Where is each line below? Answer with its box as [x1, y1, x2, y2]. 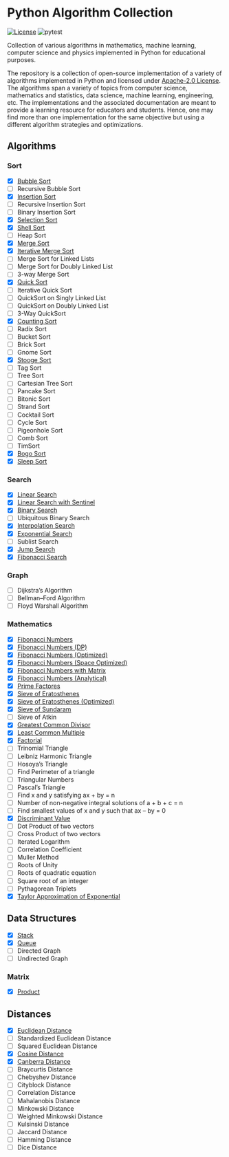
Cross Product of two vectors [17, 830, 101, 838]
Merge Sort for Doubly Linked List [17, 262, 113, 270]
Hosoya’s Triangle [17, 760, 68, 768]
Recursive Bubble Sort [17, 184, 81, 192]
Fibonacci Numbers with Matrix [17, 666, 107, 674]
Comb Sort [17, 433, 48, 442]
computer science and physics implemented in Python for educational [7, 48, 206, 57]
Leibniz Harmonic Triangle [17, 752, 92, 760]
